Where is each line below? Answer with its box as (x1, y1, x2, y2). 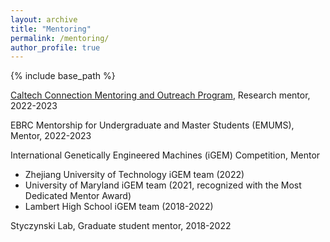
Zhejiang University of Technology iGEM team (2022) (24, 169, 245, 181)
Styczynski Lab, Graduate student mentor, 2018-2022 (10, 220, 232, 232)
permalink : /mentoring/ (10, 33, 110, 43)
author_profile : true (10, 42, 101, 53)
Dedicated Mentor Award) (24, 190, 132, 202)
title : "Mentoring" (10, 24, 92, 34)
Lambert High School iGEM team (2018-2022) (24, 201, 214, 213)
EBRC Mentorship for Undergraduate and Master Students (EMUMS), (10, 119, 295, 131)
